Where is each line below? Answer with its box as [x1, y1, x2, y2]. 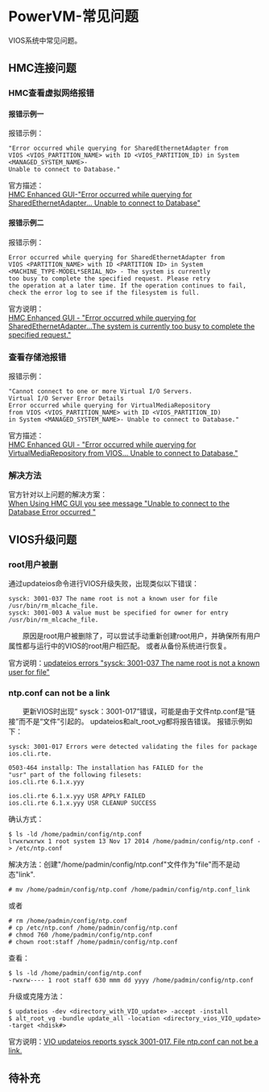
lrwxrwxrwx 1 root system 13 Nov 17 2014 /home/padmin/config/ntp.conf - [8, 838, 262, 846]
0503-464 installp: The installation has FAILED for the [8, 764, 204, 772]
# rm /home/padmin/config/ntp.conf [8, 917, 128, 925]
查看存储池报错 [8, 351, 67, 362]
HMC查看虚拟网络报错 [8, 88, 95, 99]
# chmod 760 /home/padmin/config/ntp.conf [8, 931, 153, 939]
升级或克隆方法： [8, 991, 65, 1001]
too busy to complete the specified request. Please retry [8, 275, 211, 283]
